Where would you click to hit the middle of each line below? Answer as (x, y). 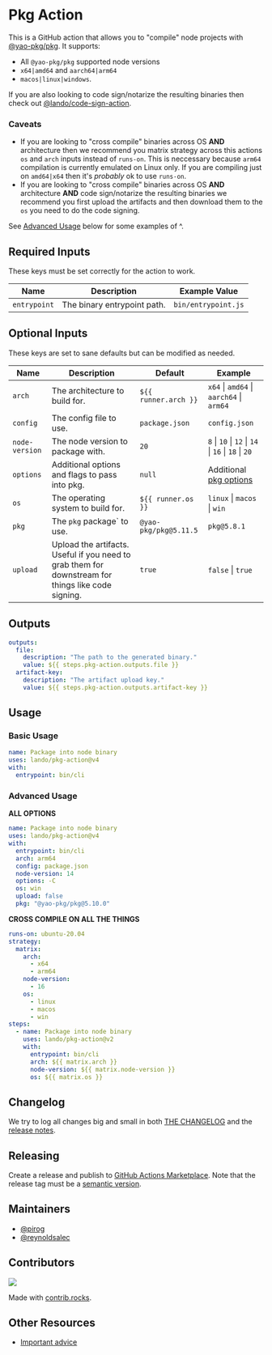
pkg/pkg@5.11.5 (169, 530)
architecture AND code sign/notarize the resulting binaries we (123, 193)
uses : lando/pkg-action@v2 (68, 1039)
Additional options (86, 465)
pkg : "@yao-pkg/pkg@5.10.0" (63, 904)
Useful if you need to (91, 554)
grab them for (77, 564)
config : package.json (52, 866)
